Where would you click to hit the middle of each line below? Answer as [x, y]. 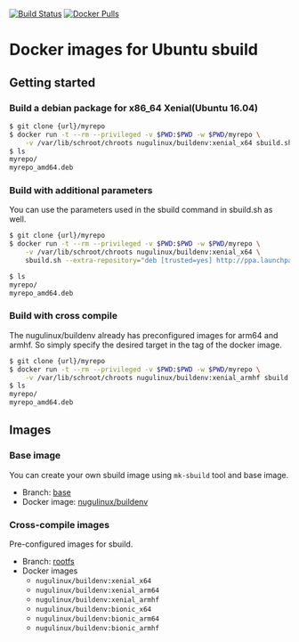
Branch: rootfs [48, 562]
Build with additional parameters [81, 191]
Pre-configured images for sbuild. [71, 544]
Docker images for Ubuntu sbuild [133, 50]
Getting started [53, 82]
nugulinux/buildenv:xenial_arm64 [97, 591]
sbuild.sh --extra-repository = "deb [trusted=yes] [119, 261]
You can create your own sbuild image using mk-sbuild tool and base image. [149, 475]
